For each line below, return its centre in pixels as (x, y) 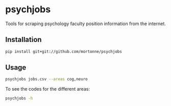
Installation (23, 40)
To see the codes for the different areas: (48, 89)
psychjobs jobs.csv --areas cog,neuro (46, 79)
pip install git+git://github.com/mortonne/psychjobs (64, 51)
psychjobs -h (19, 98)
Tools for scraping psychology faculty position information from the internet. (86, 24)
